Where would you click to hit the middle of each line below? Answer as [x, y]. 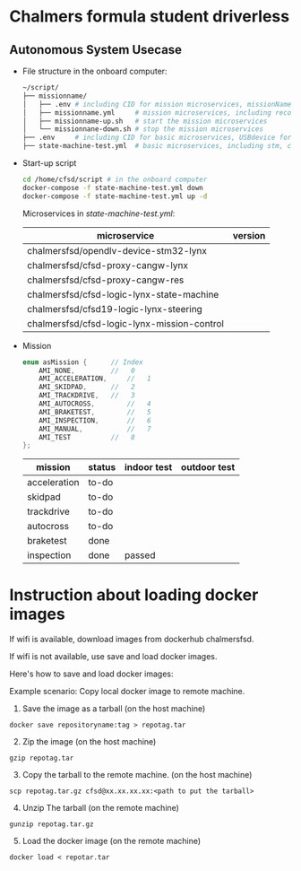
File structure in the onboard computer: [95, 71]
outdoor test [208, 467]
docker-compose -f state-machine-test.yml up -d [115, 196]
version [249, 235]
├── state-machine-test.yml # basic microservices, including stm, [153, 146]
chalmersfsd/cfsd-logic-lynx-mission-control [125, 323]
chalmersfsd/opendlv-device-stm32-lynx [117, 250]
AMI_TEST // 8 [87, 437]
